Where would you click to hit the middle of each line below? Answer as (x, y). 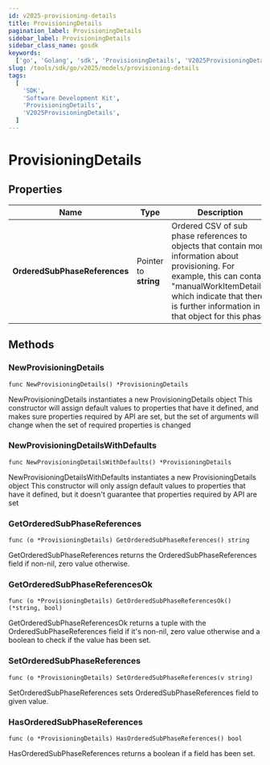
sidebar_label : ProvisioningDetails (70, 38)
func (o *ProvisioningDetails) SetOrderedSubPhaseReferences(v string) (131, 677)
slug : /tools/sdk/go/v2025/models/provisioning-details (104, 68)
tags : (17, 76)
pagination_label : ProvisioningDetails (75, 31)
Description (220, 212)
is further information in (216, 306)
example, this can (205, 276)
